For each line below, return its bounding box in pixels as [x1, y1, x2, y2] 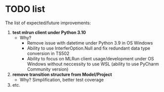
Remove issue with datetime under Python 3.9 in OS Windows [27, 40, 153, 46]
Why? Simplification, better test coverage [19, 77, 104, 83]
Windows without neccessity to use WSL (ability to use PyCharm [27, 61, 159, 67]
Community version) [27, 66, 69, 72]
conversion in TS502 [27, 50, 70, 56]
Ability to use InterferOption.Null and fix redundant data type [27, 45, 151, 51]
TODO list [5, 3, 45, 15]
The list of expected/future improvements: [5, 20, 91, 26]
